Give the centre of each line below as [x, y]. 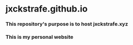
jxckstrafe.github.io [46, 9]
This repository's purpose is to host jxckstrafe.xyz [67, 24]
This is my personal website [40, 37]
